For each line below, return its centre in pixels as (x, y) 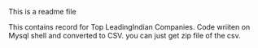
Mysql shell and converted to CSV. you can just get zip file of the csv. (125, 36)
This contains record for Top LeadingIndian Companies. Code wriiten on (129, 27)
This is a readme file (42, 12)
